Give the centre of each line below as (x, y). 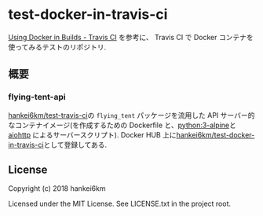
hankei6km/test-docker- (216, 134)
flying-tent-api (37, 97)
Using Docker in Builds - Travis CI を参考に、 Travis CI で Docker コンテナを (131, 37)
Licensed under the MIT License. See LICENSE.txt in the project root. (120, 204)
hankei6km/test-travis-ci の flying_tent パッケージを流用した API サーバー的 (131, 115)
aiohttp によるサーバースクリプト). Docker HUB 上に (92, 134)
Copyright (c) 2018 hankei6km (57, 189)
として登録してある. (75, 145)
